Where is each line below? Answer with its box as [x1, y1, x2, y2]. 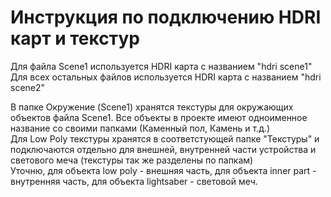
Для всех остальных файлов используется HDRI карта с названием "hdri [10, 71, 322, 83]
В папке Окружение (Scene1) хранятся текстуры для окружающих [10, 101, 294, 113]
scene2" [10, 81, 46, 93]
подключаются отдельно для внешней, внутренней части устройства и [10, 143, 317, 155]
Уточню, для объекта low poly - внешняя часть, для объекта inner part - [10, 164, 317, 176]
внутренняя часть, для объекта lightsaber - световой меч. [10, 175, 258, 187]
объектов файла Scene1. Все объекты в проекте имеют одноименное [10, 111, 308, 123]
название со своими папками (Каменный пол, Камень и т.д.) [10, 122, 271, 134]
